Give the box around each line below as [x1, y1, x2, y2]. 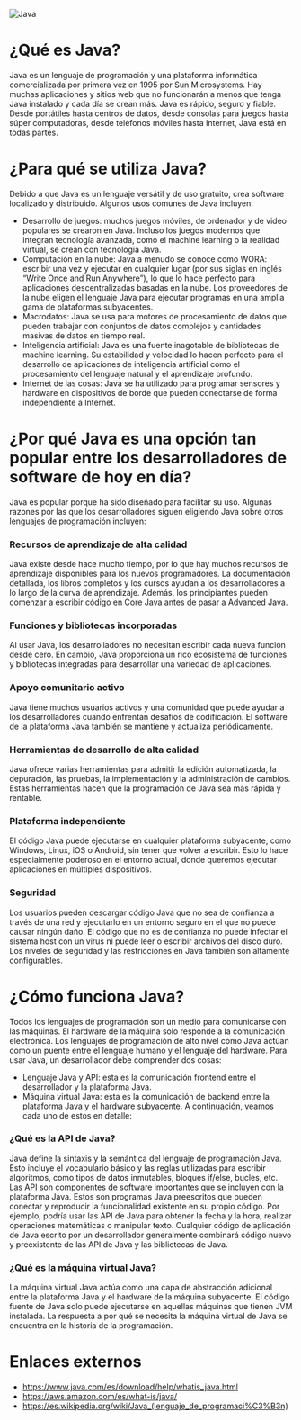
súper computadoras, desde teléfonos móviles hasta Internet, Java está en [9, 117, 287, 128]
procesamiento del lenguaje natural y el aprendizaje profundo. [22, 368, 253, 379]
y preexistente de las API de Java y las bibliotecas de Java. [9, 1238, 228, 1250]
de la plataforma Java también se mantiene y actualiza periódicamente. [9, 721, 274, 732]
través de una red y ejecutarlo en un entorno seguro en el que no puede [9, 916, 277, 927]
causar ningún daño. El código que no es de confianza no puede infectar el [9, 926, 288, 937]
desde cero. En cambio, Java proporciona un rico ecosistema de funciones [9, 649, 288, 661]
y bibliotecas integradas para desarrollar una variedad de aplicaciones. [9, 659, 272, 670]
